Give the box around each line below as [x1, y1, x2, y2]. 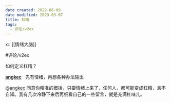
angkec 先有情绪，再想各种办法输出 [5, 74, 84, 80]
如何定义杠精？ [5, 63, 37, 69]
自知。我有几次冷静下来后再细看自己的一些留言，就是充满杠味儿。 [5, 91, 145, 97]
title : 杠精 [5, 17, 29, 22]
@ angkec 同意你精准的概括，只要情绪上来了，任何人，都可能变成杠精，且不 [5, 85, 166, 91]
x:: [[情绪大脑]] [5, 42, 37, 48]
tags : [5, 22, 17, 27]
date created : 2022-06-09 [5, 7, 61, 13]
